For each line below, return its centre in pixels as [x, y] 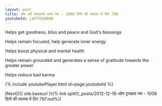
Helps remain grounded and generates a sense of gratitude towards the [77, 61]
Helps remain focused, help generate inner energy [56, 42]
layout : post [18, 9]
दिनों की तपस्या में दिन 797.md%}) [33, 99]
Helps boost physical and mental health [45, 51]
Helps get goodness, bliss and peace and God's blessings [63, 32]
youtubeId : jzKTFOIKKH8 [29, 18]
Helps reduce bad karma [30, 75]
